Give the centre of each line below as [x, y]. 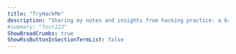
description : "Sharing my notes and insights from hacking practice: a [114, 20]
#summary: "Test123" [38, 27]
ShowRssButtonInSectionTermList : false [66, 40]
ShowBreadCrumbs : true [40, 33]
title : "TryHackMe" [36, 14]
